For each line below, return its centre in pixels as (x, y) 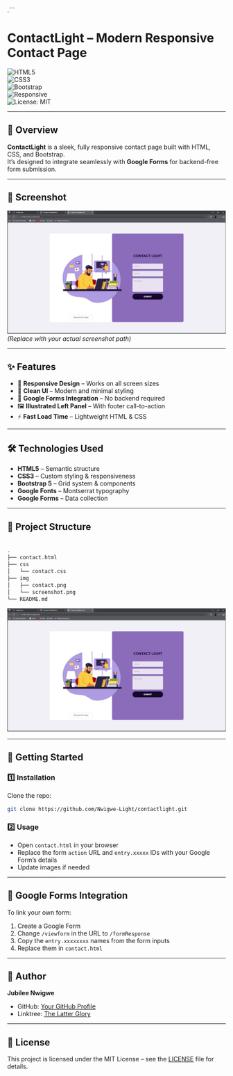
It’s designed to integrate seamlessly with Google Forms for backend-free (113, 161)
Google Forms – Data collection (62, 498)
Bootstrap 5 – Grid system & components (76, 483)
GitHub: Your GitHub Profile (56, 1006)
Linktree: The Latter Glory (54, 1014)
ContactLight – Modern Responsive (111, 38)
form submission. (32, 169)
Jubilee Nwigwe (31, 993)
